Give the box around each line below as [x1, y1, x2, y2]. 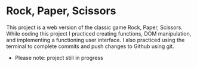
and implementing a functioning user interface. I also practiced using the [6, 36, 185, 43]
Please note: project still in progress [14, 54, 103, 61]
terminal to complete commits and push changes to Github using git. [6, 43, 174, 50]
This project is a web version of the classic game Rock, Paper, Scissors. [6, 24, 183, 31]
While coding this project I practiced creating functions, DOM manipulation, [6, 30, 192, 37]
